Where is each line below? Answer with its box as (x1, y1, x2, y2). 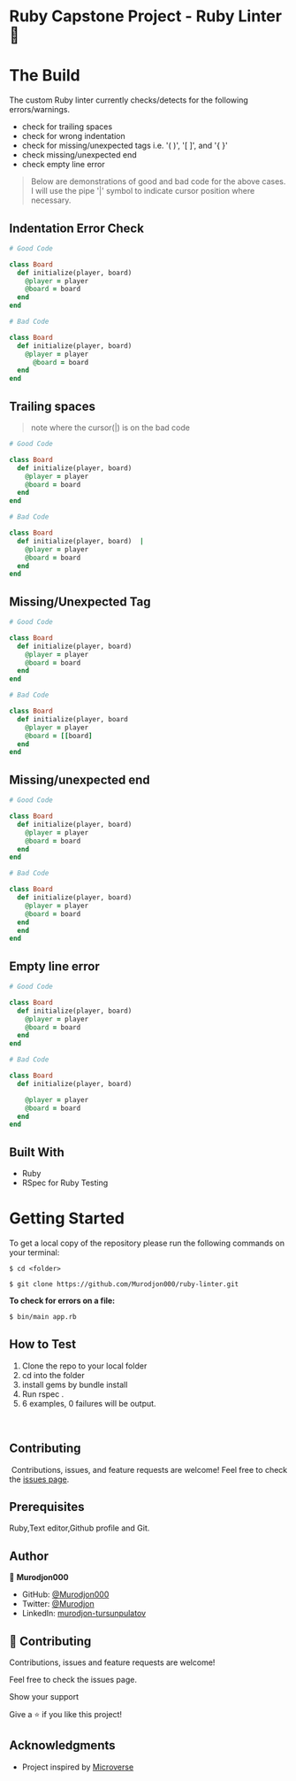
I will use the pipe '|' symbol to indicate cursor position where (30, 186, 255, 197)
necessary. (30, 195, 72, 205)
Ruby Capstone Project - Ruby (9, 6, 235, 27)
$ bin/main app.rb (9, 1313, 77, 1322)
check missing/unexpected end (21, 150, 137, 160)
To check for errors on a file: (9, 1295, 116, 1307)
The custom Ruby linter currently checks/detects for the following (9, 95, 249, 105)
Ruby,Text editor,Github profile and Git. (9, 1523, 150, 1533)
